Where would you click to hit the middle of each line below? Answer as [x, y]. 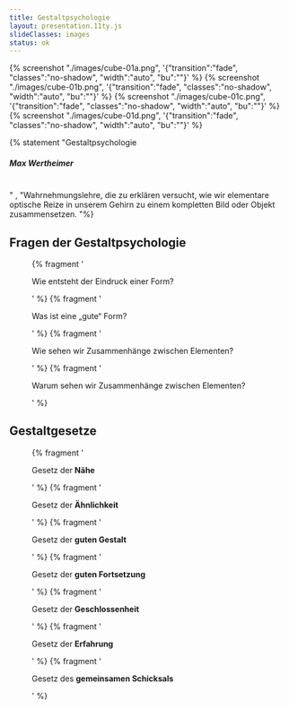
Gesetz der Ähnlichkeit [75, 505]
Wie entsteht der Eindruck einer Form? [103, 281]
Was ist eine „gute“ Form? [79, 316]
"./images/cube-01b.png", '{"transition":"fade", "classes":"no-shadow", [140, 87]
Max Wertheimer [42, 163]
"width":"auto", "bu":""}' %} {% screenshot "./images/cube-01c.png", [138, 97]
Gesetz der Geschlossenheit [86, 609]
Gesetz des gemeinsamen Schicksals [103, 679]
